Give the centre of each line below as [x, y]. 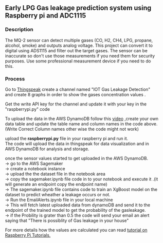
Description [19, 30]
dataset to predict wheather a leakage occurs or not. [58, 194]
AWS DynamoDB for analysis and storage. [47, 149]
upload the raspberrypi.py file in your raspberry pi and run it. [67, 138]
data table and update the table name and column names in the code [74, 123]
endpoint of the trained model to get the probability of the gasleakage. [75, 210]
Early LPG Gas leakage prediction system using [78, 8]
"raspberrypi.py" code [27, 109]
